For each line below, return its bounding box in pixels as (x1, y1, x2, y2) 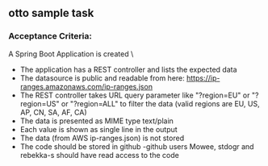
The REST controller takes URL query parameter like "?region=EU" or (19, 90, 250, 100)
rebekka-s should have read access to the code (19, 150, 179, 160)
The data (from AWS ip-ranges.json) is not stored (19, 133, 184, 143)
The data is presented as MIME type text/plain (19, 116, 174, 126)
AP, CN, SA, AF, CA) (19, 107, 87, 117)
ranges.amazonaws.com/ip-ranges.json (19, 81, 153, 91)
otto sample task (8, 6, 94, 20)
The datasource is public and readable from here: (19, 73, 186, 83)
